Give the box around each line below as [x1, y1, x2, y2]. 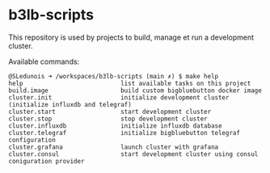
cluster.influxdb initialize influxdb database [8, 121, 222, 130]
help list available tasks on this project [8, 79, 251, 87]
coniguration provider [8, 157, 85, 165]
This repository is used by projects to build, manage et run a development [8, 32, 255, 42]
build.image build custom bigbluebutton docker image [8, 86, 263, 95]
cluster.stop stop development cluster [8, 115, 208, 123]
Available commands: [8, 57, 80, 66]
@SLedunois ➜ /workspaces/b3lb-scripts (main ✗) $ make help [8, 72, 219, 80]
